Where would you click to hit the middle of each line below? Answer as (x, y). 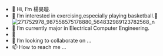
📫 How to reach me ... (39, 47)
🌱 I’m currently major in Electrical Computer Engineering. (81, 28)
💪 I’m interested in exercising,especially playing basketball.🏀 (84, 16)
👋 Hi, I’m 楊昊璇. (31, 9)
